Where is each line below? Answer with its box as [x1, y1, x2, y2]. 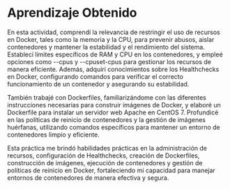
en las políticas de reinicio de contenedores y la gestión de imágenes [7, 115, 206, 123]
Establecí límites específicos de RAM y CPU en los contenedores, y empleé [7, 50, 223, 59]
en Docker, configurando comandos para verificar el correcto [7, 72, 183, 81]
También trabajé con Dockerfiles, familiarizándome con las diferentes [7, 93, 207, 102]
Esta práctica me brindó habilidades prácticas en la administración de [7, 144, 208, 152]
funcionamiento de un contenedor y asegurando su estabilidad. [7, 80, 190, 88]
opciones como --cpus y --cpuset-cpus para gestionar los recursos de [7, 57, 211, 66]
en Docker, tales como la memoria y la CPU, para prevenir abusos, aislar [7, 35, 215, 43]
